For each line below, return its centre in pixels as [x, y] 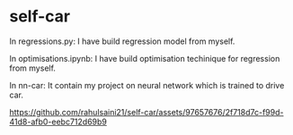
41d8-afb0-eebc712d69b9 [58, 122]
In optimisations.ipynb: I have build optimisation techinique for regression [145, 58]
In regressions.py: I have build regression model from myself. [122, 41]
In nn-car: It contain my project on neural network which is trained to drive [147, 85]
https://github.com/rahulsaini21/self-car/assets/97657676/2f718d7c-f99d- [146, 112]
